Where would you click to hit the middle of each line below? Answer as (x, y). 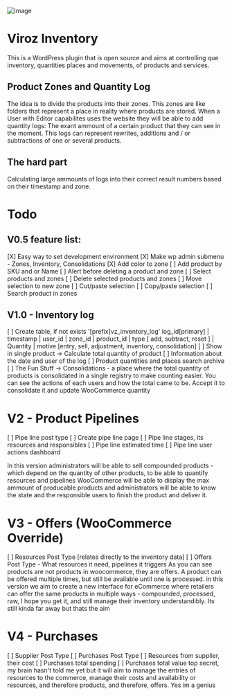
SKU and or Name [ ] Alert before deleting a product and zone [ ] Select (109, 271)
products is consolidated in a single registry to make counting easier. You (111, 376)
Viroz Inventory (53, 39)
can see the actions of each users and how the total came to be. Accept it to (116, 383)
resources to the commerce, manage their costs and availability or (101, 678)
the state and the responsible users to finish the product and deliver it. (107, 495)
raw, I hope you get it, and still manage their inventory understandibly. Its (111, 601)
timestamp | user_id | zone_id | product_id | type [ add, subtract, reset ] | (111, 339)
